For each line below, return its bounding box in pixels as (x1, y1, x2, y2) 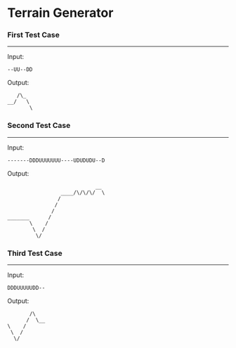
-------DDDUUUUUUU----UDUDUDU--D (7, 157, 105, 164)
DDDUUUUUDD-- (7, 285, 46, 292)
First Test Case (7, 30, 60, 40)
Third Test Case (7, 248, 63, 258)
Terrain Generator (7, 5, 114, 21)
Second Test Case (7, 121, 71, 131)
